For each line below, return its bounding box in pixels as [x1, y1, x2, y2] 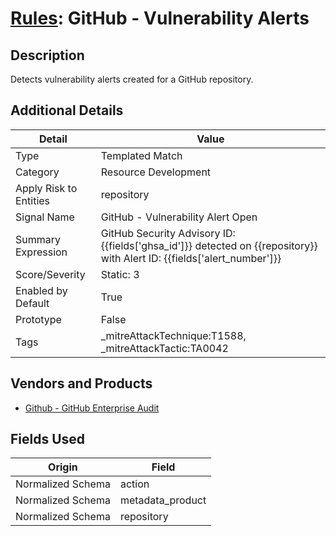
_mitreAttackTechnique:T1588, [100, 328, 247, 342]
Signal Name [15, 210, 75, 224]
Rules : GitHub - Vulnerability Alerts [10, 7, 310, 30]
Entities [15, 193, 51, 207]
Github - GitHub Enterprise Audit [24, 402, 160, 414]
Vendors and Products [10, 375, 153, 392]
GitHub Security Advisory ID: [100, 226, 236, 240]
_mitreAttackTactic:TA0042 [100, 341, 229, 355]
